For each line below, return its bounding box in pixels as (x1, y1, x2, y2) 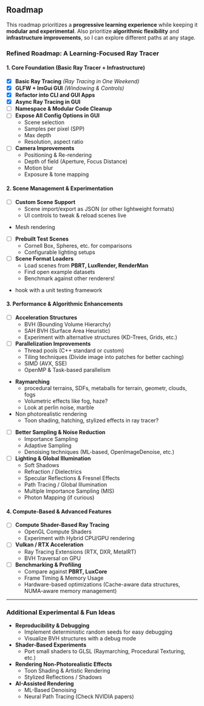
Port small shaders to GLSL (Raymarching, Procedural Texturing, (24, 647, 186, 655)
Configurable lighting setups (24, 248, 95, 256)
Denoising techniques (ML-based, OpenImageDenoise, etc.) (24, 448, 175, 456)
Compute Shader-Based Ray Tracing (15, 521, 109, 529)
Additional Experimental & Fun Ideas (6, 608, 115, 616)
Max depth (24, 132, 52, 139)
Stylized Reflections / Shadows (24, 673, 102, 680)
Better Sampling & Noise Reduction (15, 428, 106, 436)
